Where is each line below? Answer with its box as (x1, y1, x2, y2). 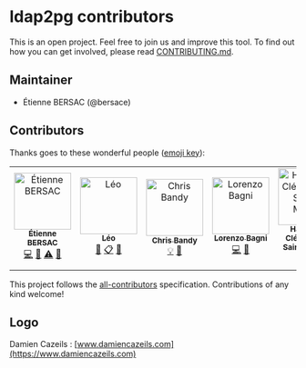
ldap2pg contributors (9, 6, 175, 27)
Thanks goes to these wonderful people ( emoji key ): (9, 147, 206, 158)
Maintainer (9, 73, 73, 88)
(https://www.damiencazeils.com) (9, 348, 137, 360)
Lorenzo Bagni (213, 234, 268, 244)
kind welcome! (9, 288, 65, 299)
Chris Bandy (151, 235, 198, 246)
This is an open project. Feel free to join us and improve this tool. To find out (9, 36, 295, 47)
